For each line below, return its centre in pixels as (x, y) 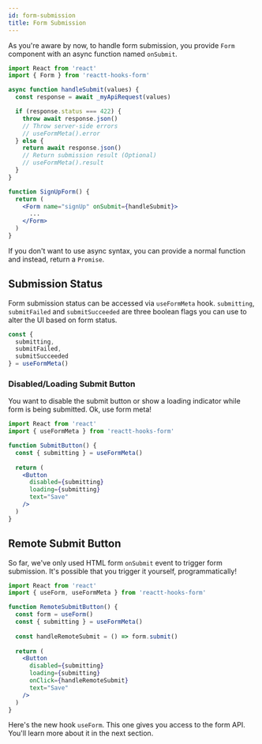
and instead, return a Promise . (56, 259)
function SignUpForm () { (49, 192)
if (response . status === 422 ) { (69, 111)
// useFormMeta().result (63, 163)
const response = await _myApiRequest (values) (93, 97)
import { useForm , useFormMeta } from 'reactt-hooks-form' (107, 593)
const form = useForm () (54, 614)
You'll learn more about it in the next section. (81, 733)
